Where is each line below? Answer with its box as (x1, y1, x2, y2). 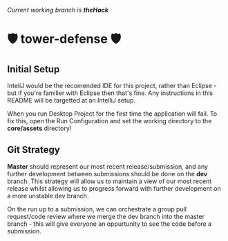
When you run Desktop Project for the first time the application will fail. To (7, 109, 218, 118)
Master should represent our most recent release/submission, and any (7, 162, 209, 171)
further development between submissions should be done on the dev (7, 169, 208, 178)
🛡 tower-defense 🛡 (7, 31, 122, 47)
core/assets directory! (7, 124, 72, 132)
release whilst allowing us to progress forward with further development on (7, 184, 221, 192)
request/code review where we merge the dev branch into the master (7, 212, 205, 220)
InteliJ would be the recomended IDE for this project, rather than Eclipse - (7, 82, 217, 90)
